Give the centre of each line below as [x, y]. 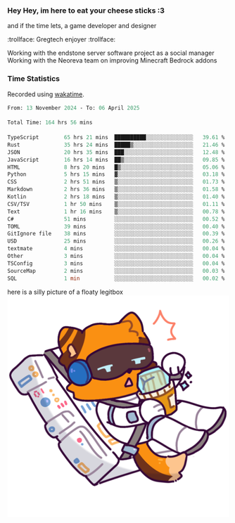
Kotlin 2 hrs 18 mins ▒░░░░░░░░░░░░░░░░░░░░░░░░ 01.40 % [116, 197]
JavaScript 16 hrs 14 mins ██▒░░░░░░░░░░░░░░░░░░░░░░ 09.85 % [116, 160]
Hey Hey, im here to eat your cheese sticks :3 [86, 11]
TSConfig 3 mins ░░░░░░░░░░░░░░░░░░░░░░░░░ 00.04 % [116, 263]
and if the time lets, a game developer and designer [82, 26]
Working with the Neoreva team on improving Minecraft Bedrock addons [112, 60]
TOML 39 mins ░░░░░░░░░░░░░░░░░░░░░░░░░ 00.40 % [116, 226]
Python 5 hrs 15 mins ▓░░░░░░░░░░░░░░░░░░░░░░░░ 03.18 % [116, 174]
